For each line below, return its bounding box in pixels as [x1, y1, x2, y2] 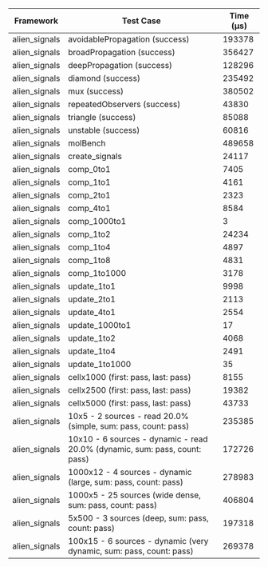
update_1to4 [67, 345, 116, 357]
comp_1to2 [67, 229, 111, 239]
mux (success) [67, 86, 124, 97]
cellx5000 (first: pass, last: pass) [67, 397, 191, 409]
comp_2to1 [67, 190, 111, 201]
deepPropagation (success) [67, 60, 173, 70]
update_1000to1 [67, 320, 132, 330]
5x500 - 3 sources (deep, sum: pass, [67, 513, 209, 523]
